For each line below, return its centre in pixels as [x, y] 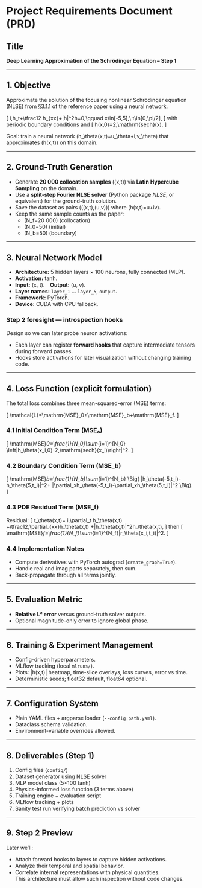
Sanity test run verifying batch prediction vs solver [78, 808]
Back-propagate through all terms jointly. [66, 575]
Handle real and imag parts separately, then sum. [76, 568]
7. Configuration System [53, 704]
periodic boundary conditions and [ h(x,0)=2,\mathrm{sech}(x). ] [87, 124]
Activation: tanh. [36, 278]
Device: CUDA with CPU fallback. [57, 304]
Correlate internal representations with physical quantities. [87, 872]
